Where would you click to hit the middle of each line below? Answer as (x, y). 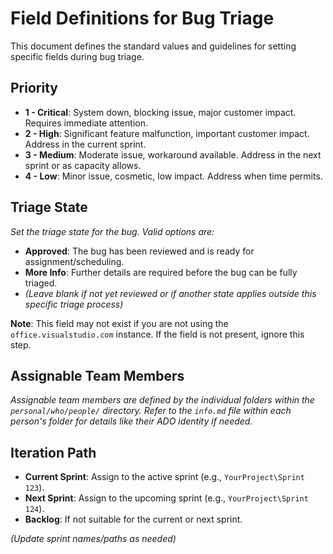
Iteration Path (53, 452)
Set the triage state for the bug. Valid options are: (112, 231)
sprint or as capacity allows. (83, 165)
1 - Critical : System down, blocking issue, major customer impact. (160, 112)
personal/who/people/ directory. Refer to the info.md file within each (151, 411)
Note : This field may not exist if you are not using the (119, 323)
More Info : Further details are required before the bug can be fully (161, 272)
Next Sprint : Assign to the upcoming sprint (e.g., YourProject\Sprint (166, 498)
